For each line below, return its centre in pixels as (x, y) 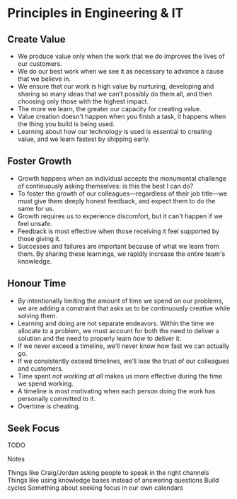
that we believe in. (44, 79)
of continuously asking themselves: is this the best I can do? (105, 186)
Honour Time (37, 284)
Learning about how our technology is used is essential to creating (115, 131)
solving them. (37, 315)
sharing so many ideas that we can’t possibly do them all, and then (115, 94)
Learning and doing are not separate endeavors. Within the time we (116, 323)
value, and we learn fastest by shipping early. (84, 139)
